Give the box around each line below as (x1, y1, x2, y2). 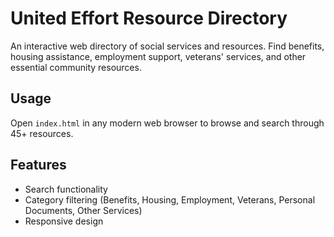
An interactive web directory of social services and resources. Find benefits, (10, 40, 325, 52)
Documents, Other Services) (24, 204, 143, 216)
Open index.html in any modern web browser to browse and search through (10, 117, 325, 129)
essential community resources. (10, 61, 142, 73)
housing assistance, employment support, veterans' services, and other (10, 50, 307, 62)
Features (10, 157, 67, 174)
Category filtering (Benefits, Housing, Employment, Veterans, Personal (24, 193, 316, 206)
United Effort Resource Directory (10, 7, 288, 30)
